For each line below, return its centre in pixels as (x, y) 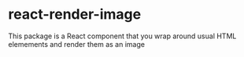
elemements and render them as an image (77, 44)
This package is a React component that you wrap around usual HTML (122, 36)
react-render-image (75, 14)
